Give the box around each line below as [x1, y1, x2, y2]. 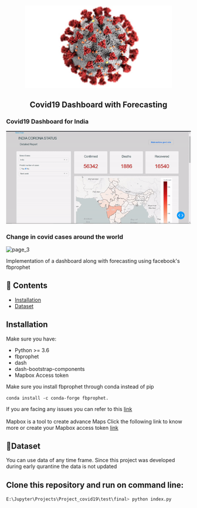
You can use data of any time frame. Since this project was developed [6, 457, 175, 464]
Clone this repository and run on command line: [6, 480, 184, 490]
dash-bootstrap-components [14, 365, 85, 372]
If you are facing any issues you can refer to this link [6, 405, 133, 412]
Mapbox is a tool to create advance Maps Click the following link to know [6, 417, 183, 425]
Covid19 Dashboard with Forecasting [29, 99, 168, 109]
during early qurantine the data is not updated [6, 463, 117, 470]
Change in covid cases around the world [6, 232, 123, 240]
